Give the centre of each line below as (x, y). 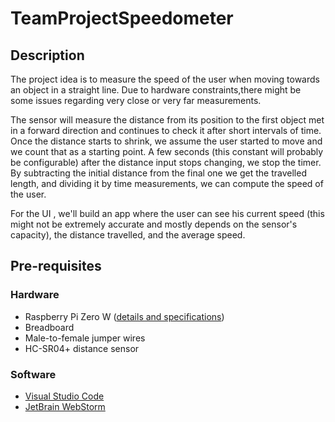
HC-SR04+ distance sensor (82, 348)
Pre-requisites (56, 266)
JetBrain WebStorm (65, 406)
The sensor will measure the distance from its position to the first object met (167, 120)
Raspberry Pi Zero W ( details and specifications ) (124, 316)
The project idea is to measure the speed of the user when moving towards (165, 79)
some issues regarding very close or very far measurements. (136, 100)
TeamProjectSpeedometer (122, 18)
